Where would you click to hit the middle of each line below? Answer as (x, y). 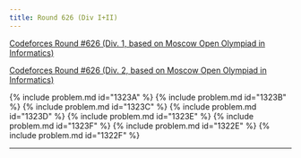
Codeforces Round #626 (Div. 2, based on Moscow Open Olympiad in (138, 70)
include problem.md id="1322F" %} (75, 135)
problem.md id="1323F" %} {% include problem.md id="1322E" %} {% (140, 126)
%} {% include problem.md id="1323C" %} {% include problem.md (133, 106)
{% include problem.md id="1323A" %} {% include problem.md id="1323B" (148, 97)
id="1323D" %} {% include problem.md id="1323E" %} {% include (131, 116)
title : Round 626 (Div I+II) (64, 18)
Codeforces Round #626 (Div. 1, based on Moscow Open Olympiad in (138, 43)
